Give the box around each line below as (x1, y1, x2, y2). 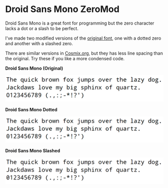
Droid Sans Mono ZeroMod (5, 4, 120, 15)
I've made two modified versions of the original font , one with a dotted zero (5, 35, 161, 41)
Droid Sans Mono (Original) (5, 65, 63, 71)
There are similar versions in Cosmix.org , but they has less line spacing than (5, 50, 163, 56)
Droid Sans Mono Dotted (5, 106, 58, 112)
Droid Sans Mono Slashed (5, 148, 60, 154)
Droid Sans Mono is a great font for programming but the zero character (5, 20, 154, 26)
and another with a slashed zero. (5, 40, 73, 46)
